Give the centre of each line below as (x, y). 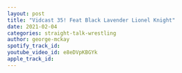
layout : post (26, 14)
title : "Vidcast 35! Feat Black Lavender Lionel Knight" (91, 20)
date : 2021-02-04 (32, 26)
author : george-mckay (39, 40)
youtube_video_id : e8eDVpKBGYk (52, 53)
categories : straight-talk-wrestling (62, 33)
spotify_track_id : (34, 46)
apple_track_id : (31, 59)
